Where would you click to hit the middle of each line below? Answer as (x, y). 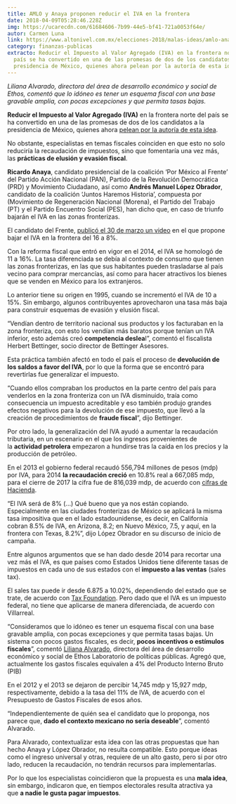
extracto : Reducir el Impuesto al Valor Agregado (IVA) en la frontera (114, 53)
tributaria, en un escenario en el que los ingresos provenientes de (102, 439)
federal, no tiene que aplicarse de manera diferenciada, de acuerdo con (111, 605)
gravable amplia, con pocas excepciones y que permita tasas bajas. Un (110, 634)
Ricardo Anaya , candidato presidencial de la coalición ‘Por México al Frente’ (118, 171)
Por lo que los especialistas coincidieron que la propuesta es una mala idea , (118, 778)
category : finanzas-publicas (50, 46)
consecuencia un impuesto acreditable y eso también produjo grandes (110, 403)
